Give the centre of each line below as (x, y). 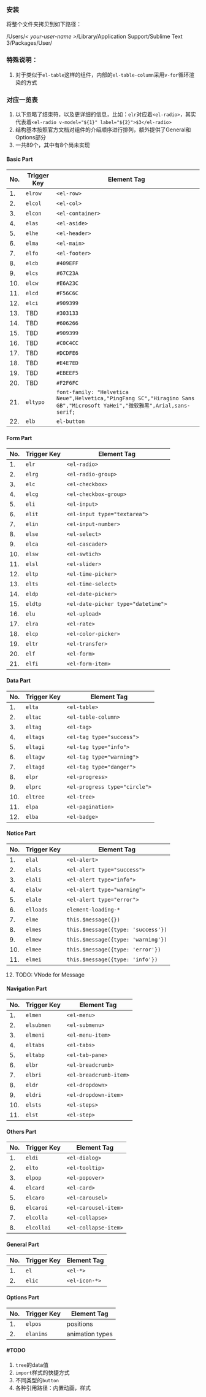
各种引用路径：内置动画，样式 (53, 1388)
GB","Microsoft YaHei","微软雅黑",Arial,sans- (123, 406)
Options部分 (31, 137)
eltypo (35, 402)
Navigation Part (27, 989)
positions (80, 1324)
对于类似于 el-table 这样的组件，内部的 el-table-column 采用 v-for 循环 (102, 74)
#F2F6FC (67, 383)
